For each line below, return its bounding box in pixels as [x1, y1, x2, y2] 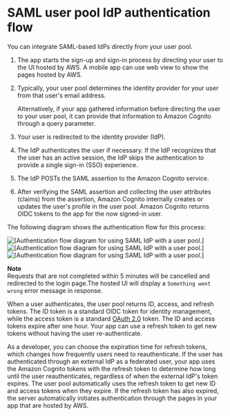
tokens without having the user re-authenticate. [7, 329, 143, 337]
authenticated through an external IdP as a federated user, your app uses [7, 357, 215, 366]
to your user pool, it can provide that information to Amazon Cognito [17, 112, 212, 120]
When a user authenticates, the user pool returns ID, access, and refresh [7, 299, 214, 308]
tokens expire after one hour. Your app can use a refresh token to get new [7, 321, 218, 330]
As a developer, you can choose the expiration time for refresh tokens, [7, 342, 207, 350]
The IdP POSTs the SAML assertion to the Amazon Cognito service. [17, 174, 209, 182]
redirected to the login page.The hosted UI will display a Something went [7, 278, 211, 287]
